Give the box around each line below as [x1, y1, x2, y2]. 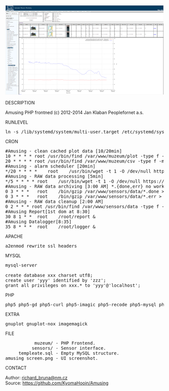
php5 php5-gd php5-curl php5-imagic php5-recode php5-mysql [5, 302, 157, 308]
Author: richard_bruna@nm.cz [5, 375, 68, 381]
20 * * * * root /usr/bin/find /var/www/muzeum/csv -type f [5, 158, 157, 164]
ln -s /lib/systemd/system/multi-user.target [5, 129, 120, 135]
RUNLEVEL [5, 119, 29, 126]
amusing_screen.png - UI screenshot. [5, 356, 99, 361]
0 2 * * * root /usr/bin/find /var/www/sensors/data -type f [5, 204, 159, 209]
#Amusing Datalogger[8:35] [5, 219, 72, 225]
